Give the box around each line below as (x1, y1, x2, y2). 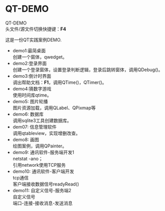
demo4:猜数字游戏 (12, 85, 52, 92)
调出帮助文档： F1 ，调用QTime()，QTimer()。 (12, 79, 107, 85)
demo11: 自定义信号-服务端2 (12, 187, 72, 193)
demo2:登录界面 (12, 60, 47, 66)
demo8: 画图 (12, 136, 39, 142)
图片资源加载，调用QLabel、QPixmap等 (12, 105, 96, 111)
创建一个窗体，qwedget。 (12, 54, 67, 60)
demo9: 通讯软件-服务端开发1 (12, 149, 74, 155)
